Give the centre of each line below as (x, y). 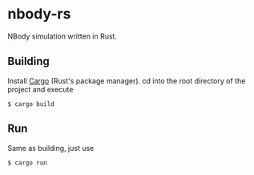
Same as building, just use (51, 148)
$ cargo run (27, 163)
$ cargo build (31, 104)
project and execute (40, 89)
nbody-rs (39, 14)
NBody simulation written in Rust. (62, 36)
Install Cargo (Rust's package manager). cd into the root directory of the (127, 80)
